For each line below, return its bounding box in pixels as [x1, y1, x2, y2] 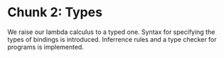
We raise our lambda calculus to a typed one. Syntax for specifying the [7, 28, 215, 36]
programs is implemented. [7, 42, 84, 51]
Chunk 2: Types [7, 4, 103, 21]
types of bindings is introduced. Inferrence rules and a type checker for [7, 35, 217, 43]
